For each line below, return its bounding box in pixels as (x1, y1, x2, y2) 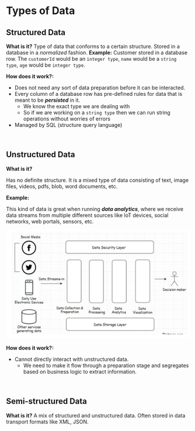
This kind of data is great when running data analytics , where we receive (6, 205, 184, 212)
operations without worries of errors (23, 115, 111, 122)
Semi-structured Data (6, 396, 88, 406)
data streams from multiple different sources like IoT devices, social (6, 212, 169, 219)
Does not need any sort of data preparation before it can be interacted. (14, 84, 186, 91)
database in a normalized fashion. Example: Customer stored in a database (6, 49, 188, 56)
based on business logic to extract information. (23, 368, 137, 375)
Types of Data (6, 4, 75, 18)
